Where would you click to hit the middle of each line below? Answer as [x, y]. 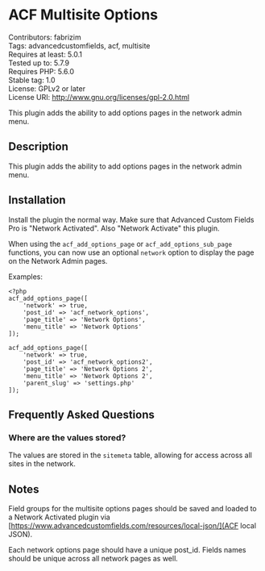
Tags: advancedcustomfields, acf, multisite [79, 45]
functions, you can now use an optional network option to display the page [132, 252]
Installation [37, 200]
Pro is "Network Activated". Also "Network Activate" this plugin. [114, 228]
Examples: [25, 277]
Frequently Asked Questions [82, 414]
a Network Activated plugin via [59, 517]
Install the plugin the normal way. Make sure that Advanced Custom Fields [131, 219]
